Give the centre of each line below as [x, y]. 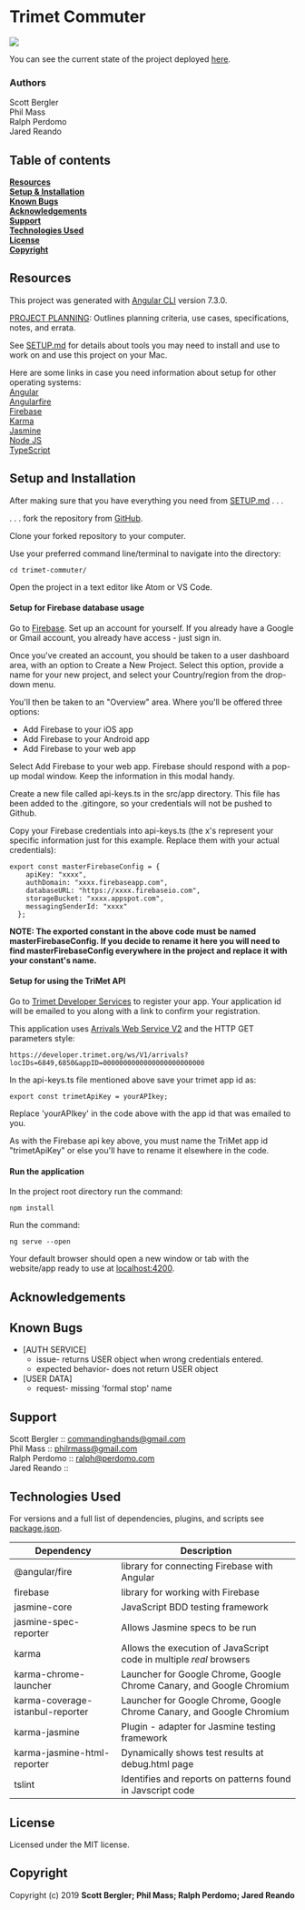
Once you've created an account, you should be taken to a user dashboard [149, 655]
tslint [24, 1784]
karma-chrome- [50, 1674]
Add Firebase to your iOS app [78, 729]
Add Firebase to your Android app [86, 738]
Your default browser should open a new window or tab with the [129, 1259]
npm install [32, 1208]
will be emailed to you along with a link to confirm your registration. [135, 1011]
